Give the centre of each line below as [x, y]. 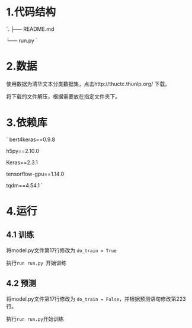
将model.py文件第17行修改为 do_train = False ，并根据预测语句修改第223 [96, 299]
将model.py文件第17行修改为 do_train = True [61, 250]
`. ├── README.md [30, 29]
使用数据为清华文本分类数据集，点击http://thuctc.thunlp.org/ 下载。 [88, 84]
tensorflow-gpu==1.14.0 [35, 174]
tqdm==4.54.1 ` [25, 185]
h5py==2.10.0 [23, 151]
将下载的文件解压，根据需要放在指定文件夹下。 [63, 96]
